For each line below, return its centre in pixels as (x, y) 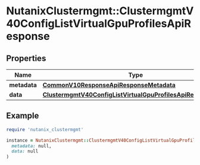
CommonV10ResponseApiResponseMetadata (109, 85)
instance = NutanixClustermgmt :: (48, 140)
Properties (26, 58)
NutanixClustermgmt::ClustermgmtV (100, 11)
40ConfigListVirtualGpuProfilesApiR (99, 24)
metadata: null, (32, 146)
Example (23, 116)
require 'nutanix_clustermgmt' (45, 129)
